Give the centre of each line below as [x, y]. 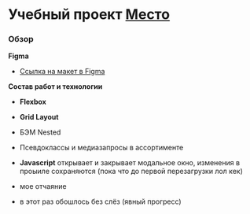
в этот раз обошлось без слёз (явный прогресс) [101, 201]
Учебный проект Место [89, 15]
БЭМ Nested [40, 132]
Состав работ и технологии [55, 87]
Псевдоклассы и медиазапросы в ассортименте [101, 148]
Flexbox [33, 102]
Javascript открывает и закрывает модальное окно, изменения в [130, 163]
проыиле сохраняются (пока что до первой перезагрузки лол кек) [131, 172]
